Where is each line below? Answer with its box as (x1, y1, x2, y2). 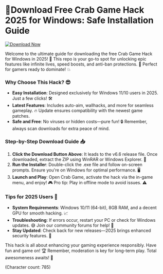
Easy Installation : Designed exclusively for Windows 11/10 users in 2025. (12, 90, 159, 96)
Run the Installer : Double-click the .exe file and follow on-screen (12, 161, 143, 168)
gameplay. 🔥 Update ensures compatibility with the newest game (12, 107, 143, 114)
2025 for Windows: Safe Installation (5, 15, 154, 26)
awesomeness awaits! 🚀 (5, 254, 54, 260)
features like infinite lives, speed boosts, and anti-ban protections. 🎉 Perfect (5, 61, 157, 67)
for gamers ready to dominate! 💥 (5, 66, 71, 72)
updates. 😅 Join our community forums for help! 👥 (12, 222, 114, 228)
